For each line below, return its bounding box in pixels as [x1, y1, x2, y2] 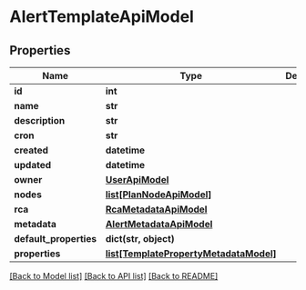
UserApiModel [105, 174, 169, 185]
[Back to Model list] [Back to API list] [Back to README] [9, 271, 219, 281]
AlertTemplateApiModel [9, 6, 194, 27]
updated [14, 159, 52, 171]
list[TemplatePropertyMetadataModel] [105, 247, 277, 260]
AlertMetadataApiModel [105, 218, 213, 230]
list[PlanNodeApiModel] [105, 188, 212, 201]
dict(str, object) [105, 233, 175, 245]
